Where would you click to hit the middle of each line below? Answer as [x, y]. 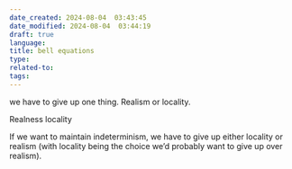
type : [19, 59]
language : [28, 43]
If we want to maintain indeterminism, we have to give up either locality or [146, 137]
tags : [19, 76]
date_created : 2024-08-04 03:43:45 [78, 18]
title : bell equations [52, 51]
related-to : [32, 68]
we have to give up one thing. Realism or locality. [100, 102]
